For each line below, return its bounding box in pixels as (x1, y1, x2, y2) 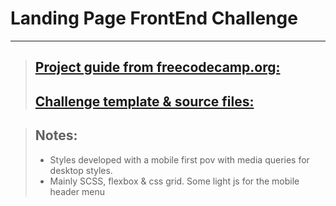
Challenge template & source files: (34, 93, 255, 110)
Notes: (34, 127, 78, 144)
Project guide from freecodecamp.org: (34, 59, 281, 76)
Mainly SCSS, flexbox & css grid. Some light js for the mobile (49, 175, 300, 187)
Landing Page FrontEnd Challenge (10, 7, 298, 30)
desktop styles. (49, 164, 113, 176)
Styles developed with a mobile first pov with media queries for (49, 153, 310, 166)
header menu (49, 185, 105, 197)
